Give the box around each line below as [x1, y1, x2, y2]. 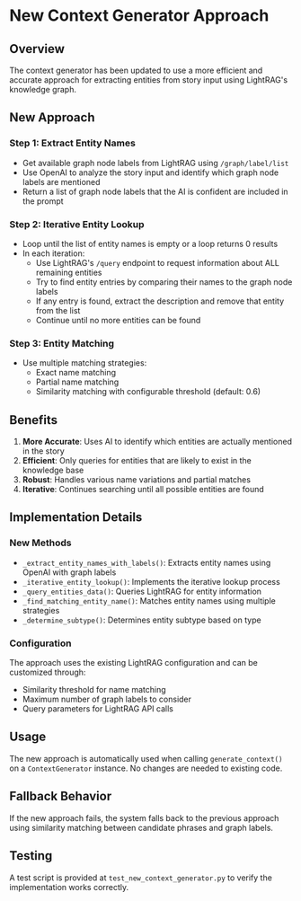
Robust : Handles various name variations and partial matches [22, 474, 252, 485]
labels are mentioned [22, 176, 101, 187]
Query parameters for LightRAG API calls [22, 703, 173, 714]
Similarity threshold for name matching [22, 685, 166, 695]
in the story [22, 446, 65, 456]
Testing [9, 848, 53, 863]
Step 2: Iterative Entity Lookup [9, 217, 145, 230]
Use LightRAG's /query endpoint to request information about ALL [35, 257, 280, 268]
